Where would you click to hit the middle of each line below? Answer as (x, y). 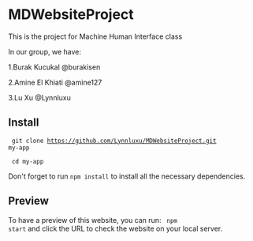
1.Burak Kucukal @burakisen (54, 67)
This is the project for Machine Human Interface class (95, 36)
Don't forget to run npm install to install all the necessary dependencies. (127, 176)
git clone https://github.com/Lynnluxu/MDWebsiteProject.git (114, 141)
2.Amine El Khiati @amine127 (55, 82)
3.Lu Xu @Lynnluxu (39, 97)
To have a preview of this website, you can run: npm (93, 220)
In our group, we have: (45, 51)
